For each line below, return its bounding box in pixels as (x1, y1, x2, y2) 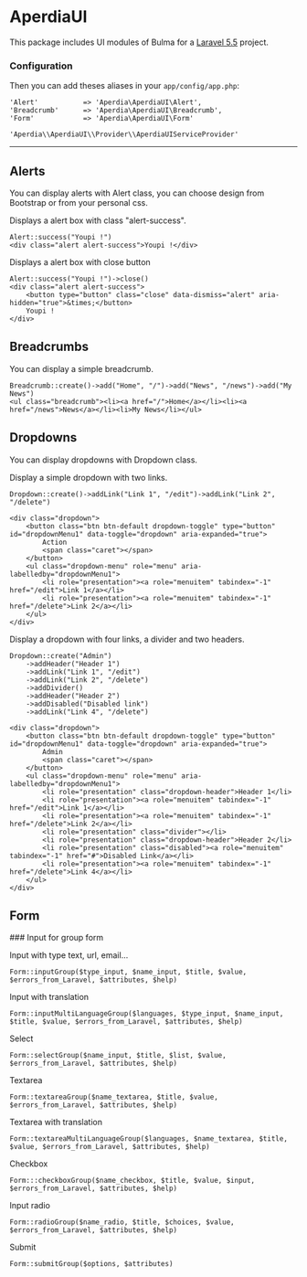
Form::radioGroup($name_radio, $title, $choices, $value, (9, 1218, 235, 1227)
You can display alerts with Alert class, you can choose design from (9, 187, 265, 198)
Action (42, 537, 68, 547)
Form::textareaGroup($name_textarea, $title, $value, (9, 1092, 219, 1102)
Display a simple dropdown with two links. (9, 472, 168, 483)
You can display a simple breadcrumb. (9, 363, 153, 374)
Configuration (9, 59, 73, 72)
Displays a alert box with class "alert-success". (9, 215, 186, 226)
